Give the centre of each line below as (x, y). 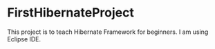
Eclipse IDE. (24, 39)
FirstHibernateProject (71, 13)
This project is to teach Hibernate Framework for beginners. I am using (108, 32)
